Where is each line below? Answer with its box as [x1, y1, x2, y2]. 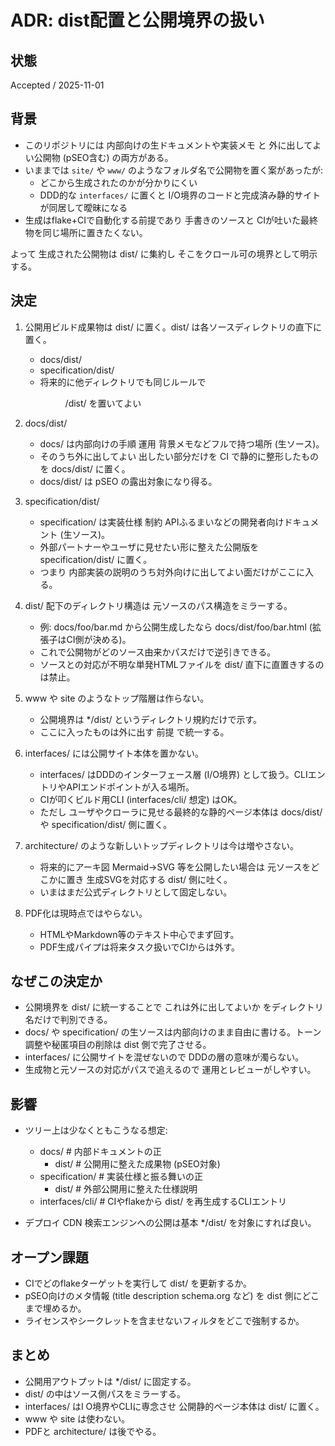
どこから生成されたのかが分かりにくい [39, 176, 198, 188]
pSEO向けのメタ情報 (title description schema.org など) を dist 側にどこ [24, 1290, 320, 1302]
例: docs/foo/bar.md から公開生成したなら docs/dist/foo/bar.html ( [39, 621, 313, 633]
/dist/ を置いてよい [64, 397, 142, 409]
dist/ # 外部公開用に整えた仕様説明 [54, 1183, 198, 1195]
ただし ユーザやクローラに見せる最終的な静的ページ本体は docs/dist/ [39, 806, 323, 818]
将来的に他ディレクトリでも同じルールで [39, 376, 207, 388]
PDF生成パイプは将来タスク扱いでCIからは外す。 [39, 941, 241, 953]
